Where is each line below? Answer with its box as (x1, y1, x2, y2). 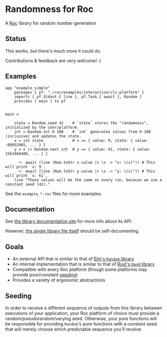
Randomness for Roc (5, 4, 93, 15)
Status (5, 35, 26, 43)
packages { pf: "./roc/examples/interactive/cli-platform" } (14, 90, 144, 95)
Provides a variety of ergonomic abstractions (12, 277, 105, 283)
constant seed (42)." (5, 182, 50, 187)
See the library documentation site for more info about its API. (5, 218, 132, 224)
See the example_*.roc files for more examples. (5, 190, 102, 196)
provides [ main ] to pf (14, 99, 66, 104)
